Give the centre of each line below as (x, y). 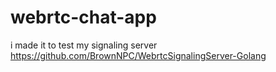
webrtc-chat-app (83, 17)
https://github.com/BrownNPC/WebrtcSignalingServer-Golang (138, 55)
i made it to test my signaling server (84, 45)
